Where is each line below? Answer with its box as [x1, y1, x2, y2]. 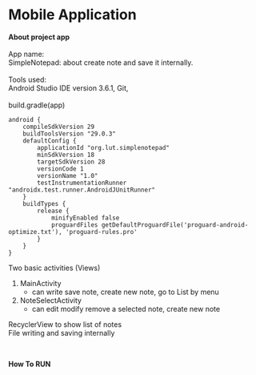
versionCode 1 [37, 164, 84, 173]
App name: [8, 49, 45, 58]
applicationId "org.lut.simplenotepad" [37, 143, 170, 151]
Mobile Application [8, 6, 138, 24]
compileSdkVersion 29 [22, 123, 94, 131]
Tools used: [8, 75, 46, 84]
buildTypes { [22, 200, 66, 208]
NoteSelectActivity [19, 295, 82, 305]
